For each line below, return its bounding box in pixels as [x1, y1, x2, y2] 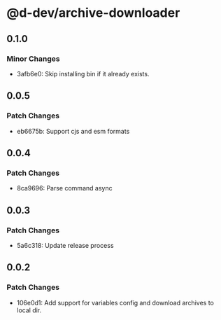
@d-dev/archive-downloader [6, 5, 180, 21]
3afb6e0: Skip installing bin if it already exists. [16, 69, 150, 78]
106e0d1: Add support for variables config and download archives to [16, 298, 214, 307]
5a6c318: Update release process [16, 241, 114, 249]
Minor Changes [6, 54, 60, 64]
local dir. [16, 306, 42, 314]
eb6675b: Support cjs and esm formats [16, 127, 130, 135]
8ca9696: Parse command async [16, 184, 113, 193]
